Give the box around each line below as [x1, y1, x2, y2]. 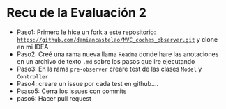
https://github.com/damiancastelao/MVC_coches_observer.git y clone [16, 35, 218, 43]
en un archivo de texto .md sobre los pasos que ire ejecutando [16, 57, 195, 65]
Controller [16, 73, 49, 81]
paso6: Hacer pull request [16, 94, 92, 102]
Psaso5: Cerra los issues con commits [16, 87, 127, 95]
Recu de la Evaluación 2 [6, 5, 147, 21]
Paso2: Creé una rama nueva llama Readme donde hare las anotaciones [16, 50, 219, 58]
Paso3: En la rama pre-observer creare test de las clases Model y [16, 65, 202, 73]
